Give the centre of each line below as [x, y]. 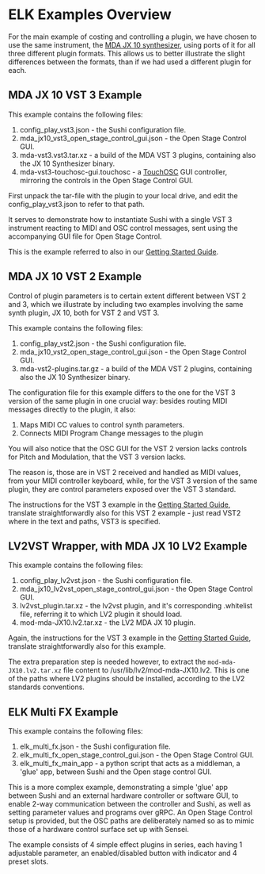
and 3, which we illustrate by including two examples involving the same [126, 304]
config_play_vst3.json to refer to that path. [76, 204]
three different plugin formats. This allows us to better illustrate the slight [127, 53]
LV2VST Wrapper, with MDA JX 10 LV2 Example [128, 546]
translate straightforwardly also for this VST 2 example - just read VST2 [125, 512]
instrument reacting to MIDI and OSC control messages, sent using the [123, 228]
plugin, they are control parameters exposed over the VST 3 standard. [122, 489]
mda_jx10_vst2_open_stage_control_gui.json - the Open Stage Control [133, 351]
